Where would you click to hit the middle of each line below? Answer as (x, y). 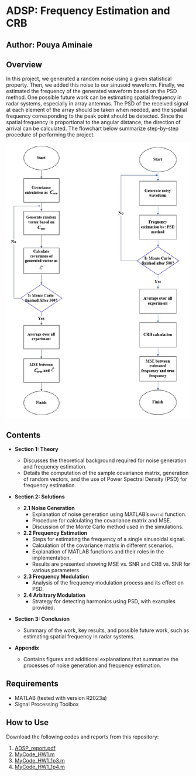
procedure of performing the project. (51, 135)
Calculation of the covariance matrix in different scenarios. (103, 545)
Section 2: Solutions (40, 497)
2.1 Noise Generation (49, 508)
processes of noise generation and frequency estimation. (92, 665)
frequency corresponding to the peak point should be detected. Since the (95, 116)
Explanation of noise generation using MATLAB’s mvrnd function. (109, 514)
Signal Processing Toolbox (47, 704)
